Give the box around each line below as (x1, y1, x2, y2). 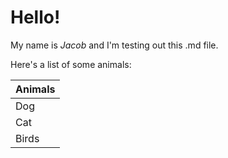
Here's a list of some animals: (10, 58, 132, 70)
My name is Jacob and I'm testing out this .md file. (10, 39, 219, 51)
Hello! (10, 6, 61, 29)
